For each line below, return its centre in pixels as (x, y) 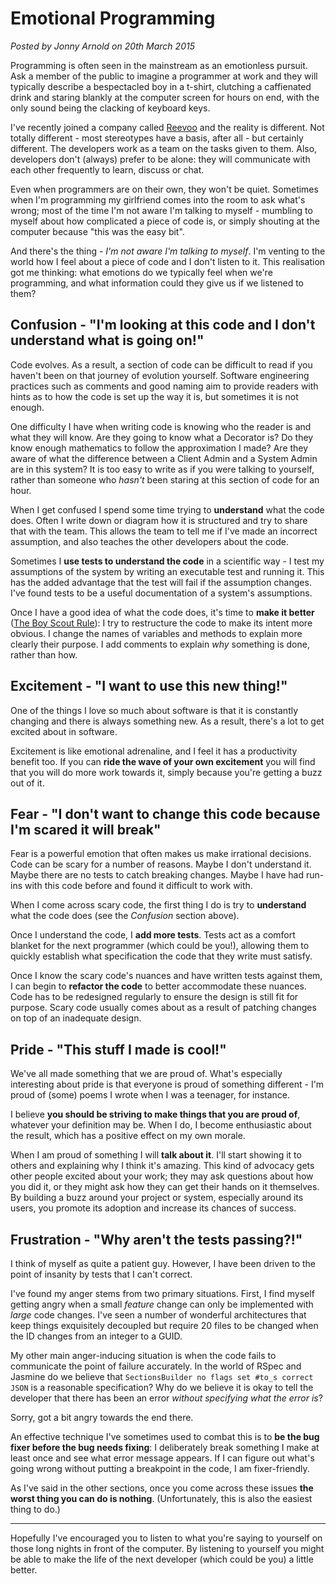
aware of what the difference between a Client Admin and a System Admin (164, 458)
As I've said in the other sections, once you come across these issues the (162, 1488)
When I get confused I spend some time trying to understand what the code (167, 509)
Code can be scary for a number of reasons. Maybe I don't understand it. (161, 864)
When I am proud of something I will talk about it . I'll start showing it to (156, 1155)
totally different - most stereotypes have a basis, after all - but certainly (157, 138)
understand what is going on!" (107, 340)
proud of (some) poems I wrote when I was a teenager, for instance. (150, 1095)
